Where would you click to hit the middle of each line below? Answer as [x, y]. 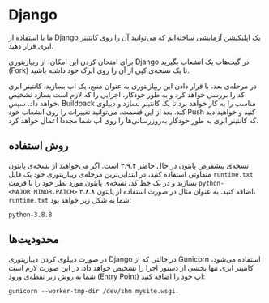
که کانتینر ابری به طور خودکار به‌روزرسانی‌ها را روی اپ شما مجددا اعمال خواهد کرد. [134, 120]
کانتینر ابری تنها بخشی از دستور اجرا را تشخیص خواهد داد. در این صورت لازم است [131, 267]
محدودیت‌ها [34, 239]
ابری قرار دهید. [31, 45]
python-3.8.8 [30, 215]
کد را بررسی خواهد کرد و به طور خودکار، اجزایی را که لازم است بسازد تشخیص [127, 94]
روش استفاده [38, 146]
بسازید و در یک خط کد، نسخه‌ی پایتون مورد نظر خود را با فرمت [102, 182]
